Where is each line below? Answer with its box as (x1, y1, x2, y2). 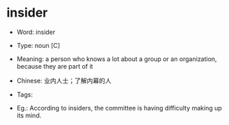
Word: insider (16, 28, 56, 36)
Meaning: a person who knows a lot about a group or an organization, (16, 54, 217, 63)
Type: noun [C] (16, 41, 61, 49)
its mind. (16, 111, 42, 119)
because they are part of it (16, 62, 94, 70)
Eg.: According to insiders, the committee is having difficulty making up (16, 103, 223, 112)
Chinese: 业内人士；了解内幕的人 (16, 76, 112, 85)
